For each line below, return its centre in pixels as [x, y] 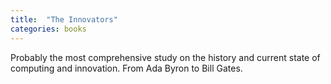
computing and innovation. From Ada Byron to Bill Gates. [126, 68]
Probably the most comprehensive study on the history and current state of [165, 57]
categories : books [48, 29]
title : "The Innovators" [64, 19]
